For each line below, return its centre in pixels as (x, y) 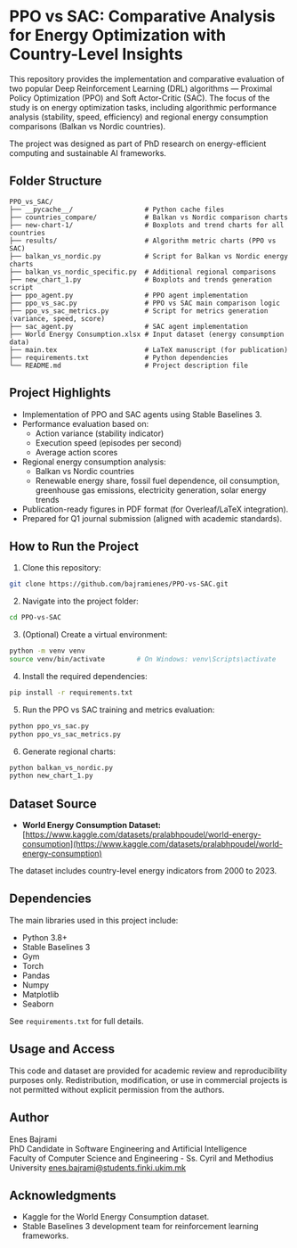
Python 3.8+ (45, 937)
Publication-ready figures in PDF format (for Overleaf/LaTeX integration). (155, 509)
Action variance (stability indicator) (100, 433)
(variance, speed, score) (57, 318)
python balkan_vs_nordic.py (61, 768)
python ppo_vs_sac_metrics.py (65, 734)
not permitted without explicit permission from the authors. (117, 1089)
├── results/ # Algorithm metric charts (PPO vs (143, 241)
